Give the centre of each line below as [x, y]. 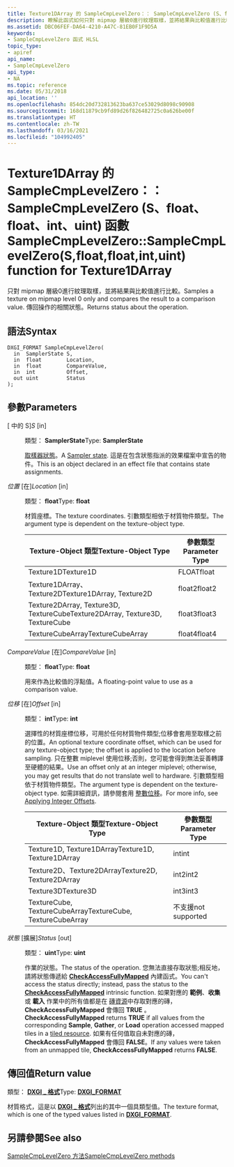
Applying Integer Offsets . [61, 801]
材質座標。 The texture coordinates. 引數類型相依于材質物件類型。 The [124, 515]
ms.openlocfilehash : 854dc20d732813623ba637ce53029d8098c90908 [101, 105]
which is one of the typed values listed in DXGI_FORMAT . [89, 1114]
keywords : [22, 33]
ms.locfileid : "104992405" [46, 137]
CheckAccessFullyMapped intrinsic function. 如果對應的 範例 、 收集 [123, 992]
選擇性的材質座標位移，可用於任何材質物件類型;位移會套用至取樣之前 [123, 733]
